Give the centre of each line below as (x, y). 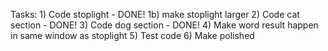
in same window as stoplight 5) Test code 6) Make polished (132, 35)
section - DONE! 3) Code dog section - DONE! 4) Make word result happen (164, 25)
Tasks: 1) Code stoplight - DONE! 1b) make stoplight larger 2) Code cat (155, 14)
